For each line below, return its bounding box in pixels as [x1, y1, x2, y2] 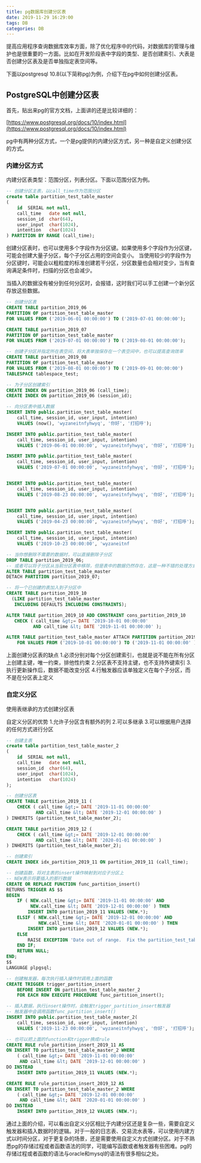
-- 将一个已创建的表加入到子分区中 [6, 585, 81, 591]
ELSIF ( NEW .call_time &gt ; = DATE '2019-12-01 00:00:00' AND [17, 915, 172, 921]
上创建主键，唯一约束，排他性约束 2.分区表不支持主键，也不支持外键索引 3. [6, 659, 191, 666]
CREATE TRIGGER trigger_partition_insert [6, 981, 111, 987]
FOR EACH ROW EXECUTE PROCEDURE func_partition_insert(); [17, 992, 165, 999]
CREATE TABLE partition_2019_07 [6, 326, 87, 333]
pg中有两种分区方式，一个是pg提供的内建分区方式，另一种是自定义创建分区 [6, 137, 193, 145]
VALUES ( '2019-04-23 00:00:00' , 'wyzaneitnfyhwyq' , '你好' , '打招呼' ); [17, 519, 195, 525]
